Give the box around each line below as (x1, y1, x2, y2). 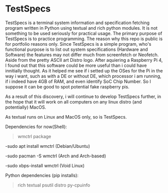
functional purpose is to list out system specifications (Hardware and (5, 46, 148, 52)
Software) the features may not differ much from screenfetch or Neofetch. (5, 51, 159, 58)
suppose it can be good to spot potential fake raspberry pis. (5, 83, 130, 89)
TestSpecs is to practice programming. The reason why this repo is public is (5, 36, 163, 42)
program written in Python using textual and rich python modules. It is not (5, 25, 158, 31)
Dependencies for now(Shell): (5, 124, 67, 130)
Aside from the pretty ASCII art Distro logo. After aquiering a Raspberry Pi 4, (5, 57, 163, 63)
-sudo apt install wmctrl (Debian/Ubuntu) (5, 143, 91, 149)
